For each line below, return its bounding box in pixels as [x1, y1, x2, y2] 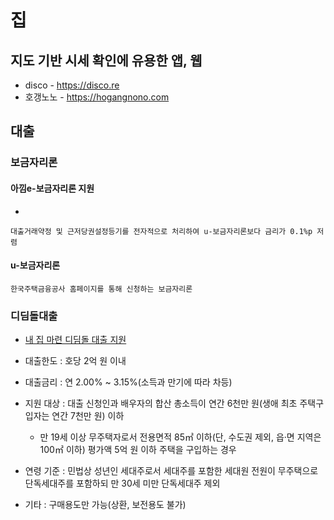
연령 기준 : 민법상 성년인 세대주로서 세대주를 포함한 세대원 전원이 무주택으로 [24, 465, 319, 477]
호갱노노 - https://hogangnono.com [24, 91, 170, 103]
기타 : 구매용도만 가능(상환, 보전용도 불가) [24, 499, 187, 511]
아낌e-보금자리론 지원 [10, 182, 95, 194]
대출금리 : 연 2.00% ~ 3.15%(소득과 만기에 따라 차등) [24, 376, 233, 388]
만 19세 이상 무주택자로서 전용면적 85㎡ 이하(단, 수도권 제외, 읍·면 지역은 [39, 431, 322, 443]
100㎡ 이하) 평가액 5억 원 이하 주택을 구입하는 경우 [39, 444, 237, 456]
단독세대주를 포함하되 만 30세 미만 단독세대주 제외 [24, 477, 221, 490]
